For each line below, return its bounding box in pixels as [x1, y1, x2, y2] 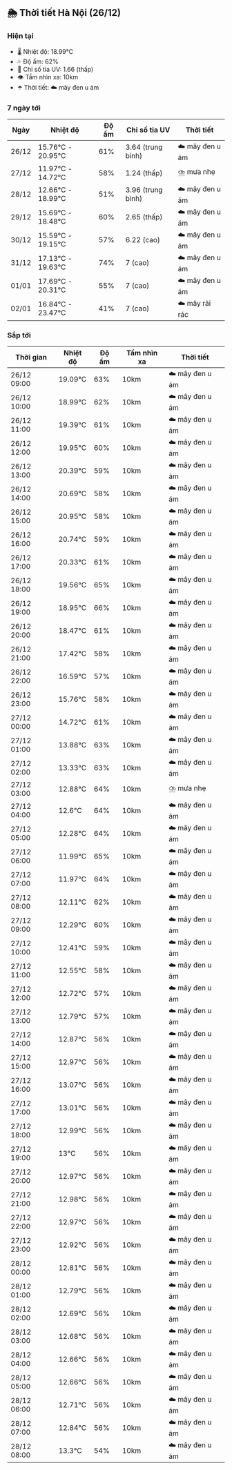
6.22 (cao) [125, 235, 161, 245]
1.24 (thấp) [125, 168, 163, 177]
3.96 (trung [125, 185, 163, 195]
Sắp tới [7, 330, 31, 340]
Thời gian [14, 353, 47, 362]
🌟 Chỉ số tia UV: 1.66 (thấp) [17, 65, 94, 73]
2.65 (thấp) [125, 213, 163, 222]
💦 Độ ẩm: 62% [17, 57, 59, 66]
